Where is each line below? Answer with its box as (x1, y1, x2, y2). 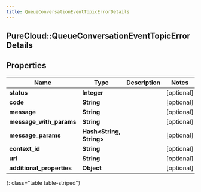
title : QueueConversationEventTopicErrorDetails (6, 8, 130, 15)
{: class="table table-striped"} (6, 179, 81, 186)
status (9, 88, 28, 96)
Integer (82, 88, 103, 96)
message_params (9, 131, 61, 139)
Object (82, 164, 102, 172)
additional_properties (9, 164, 72, 172)
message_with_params (9, 117, 77, 126)
